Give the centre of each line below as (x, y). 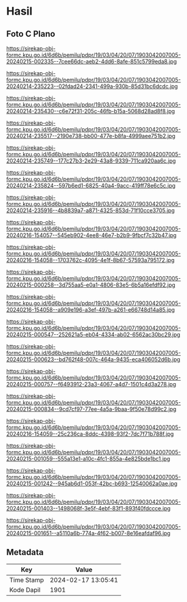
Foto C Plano (31, 34)
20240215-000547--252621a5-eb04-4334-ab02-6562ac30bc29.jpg (94, 335)
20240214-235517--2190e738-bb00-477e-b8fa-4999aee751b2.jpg (91, 136)
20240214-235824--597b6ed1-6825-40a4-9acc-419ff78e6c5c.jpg (91, 185)
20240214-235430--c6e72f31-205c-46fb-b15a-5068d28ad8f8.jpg (91, 111)
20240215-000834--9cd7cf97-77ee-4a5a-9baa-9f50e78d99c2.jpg (91, 409)
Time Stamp (27, 580)
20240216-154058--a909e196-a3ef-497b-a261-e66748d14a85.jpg (91, 310)
